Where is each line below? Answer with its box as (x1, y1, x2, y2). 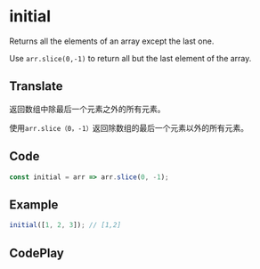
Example (9, 197, 59, 212)
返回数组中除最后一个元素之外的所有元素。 (9, 103, 166, 114)
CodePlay (9, 245, 64, 260)
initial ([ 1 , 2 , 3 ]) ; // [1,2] (9, 221, 122, 230)
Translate (9, 78, 63, 94)
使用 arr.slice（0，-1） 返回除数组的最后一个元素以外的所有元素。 (9, 122, 249, 133)
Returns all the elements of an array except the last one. (9, 36, 215, 46)
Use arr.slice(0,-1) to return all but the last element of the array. (9, 53, 252, 63)
